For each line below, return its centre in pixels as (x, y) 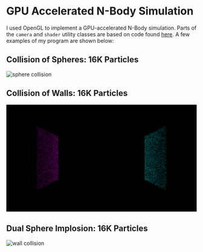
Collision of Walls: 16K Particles (67, 93)
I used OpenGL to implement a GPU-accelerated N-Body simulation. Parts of (101, 28)
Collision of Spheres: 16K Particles (72, 60)
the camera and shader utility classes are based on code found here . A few (98, 34)
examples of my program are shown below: (60, 40)
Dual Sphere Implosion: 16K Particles (77, 229)
